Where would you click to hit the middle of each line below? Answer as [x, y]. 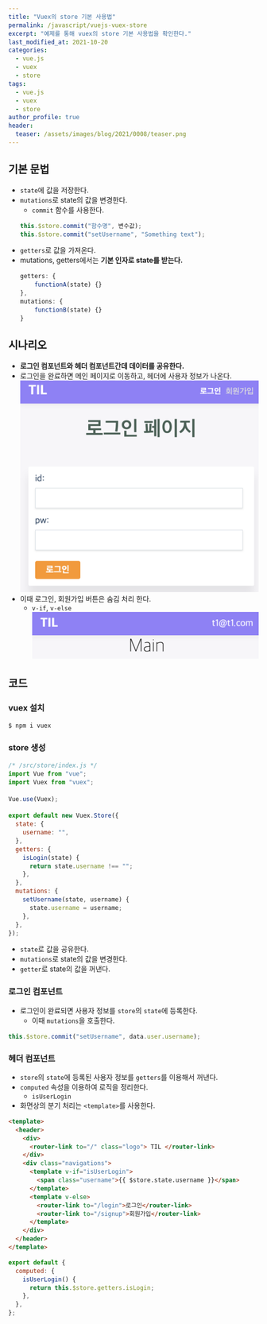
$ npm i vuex [30, 726]
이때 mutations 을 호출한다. [73, 1020]
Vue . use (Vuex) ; [33, 799]
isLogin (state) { [51, 858]
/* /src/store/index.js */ [53, 766]
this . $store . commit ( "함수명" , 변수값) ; [81, 226]
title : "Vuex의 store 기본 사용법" [62, 17]
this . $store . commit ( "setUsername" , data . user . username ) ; [104, 1036]
